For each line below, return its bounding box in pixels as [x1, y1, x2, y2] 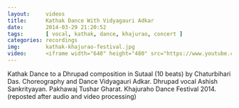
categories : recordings [7, 37, 78, 44]
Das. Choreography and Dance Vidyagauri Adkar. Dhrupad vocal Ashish [7, 77, 218, 85]
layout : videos [7, 10, 65, 18]
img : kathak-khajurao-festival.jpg [7, 43, 135, 50]
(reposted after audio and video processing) [7, 92, 137, 100]
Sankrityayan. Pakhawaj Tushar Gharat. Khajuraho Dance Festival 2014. [7, 85, 217, 93]
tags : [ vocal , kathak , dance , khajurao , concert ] [7, 30, 183, 38]
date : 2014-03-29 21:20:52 [7, 23, 107, 31]
